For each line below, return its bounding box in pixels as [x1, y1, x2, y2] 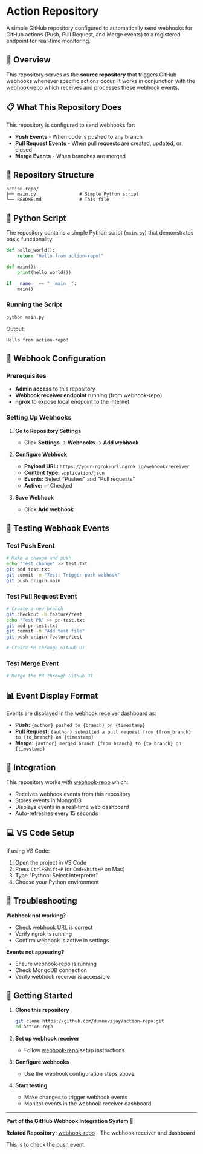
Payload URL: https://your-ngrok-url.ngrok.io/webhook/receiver [24, 462, 190, 469]
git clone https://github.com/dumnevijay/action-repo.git [14, 1018, 164, 1024]
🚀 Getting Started [6, 990, 73, 1001]
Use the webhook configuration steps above [24, 1070, 135, 1078]
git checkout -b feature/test [6, 611, 83, 617]
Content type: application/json [24, 469, 105, 476]
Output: [6, 325, 25, 332]
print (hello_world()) [17, 269, 71, 275]
